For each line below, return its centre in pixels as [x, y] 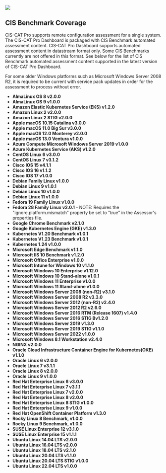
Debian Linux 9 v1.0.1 [34, 186]
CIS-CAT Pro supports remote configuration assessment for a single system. [83, 35]
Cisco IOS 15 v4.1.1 [31, 165]
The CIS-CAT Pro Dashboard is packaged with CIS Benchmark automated [80, 40]
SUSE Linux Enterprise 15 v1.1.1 [44, 434]
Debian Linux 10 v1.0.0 [36, 191]
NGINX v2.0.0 [27, 344]
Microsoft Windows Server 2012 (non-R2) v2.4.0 [64, 302]
